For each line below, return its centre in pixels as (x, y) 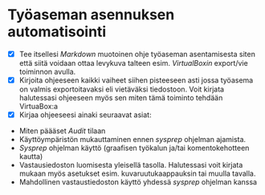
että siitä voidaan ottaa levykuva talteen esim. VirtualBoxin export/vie (133, 63)
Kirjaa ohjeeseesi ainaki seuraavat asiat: (85, 115)
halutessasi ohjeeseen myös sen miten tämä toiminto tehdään (121, 98)
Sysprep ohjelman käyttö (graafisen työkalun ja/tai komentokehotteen (134, 148)
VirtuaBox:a (38, 107)
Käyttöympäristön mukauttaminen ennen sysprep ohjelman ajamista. (132, 140)
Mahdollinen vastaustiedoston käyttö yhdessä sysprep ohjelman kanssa (138, 182)
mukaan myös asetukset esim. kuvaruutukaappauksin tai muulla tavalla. (137, 173)
